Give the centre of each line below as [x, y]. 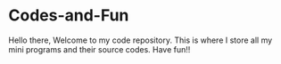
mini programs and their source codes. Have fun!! [99, 49]
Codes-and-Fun [69, 16]
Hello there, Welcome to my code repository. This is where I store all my [140, 40]
